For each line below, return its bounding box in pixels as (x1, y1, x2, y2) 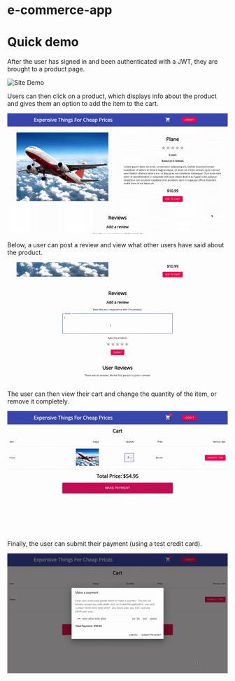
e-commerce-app (7, 2, 113, 18)
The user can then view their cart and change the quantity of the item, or (7, 390, 217, 398)
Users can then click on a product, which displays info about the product (7, 92, 217, 100)
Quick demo (7, 34, 79, 50)
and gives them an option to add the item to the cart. (7, 99, 159, 108)
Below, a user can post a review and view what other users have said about (7, 241, 225, 249)
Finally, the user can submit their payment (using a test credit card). (7, 539, 203, 548)
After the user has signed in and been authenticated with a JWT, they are (7, 57, 218, 66)
